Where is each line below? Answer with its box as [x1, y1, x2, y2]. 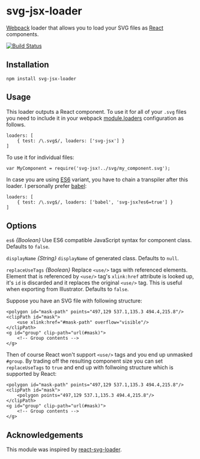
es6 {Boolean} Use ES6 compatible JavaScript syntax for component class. [6, 237, 192, 244]
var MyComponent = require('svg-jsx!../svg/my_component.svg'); [6, 165, 171, 171]
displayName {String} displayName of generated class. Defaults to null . [6, 255, 179, 262]
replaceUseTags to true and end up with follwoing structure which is [6, 364, 174, 371]
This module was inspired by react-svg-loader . [6, 446, 122, 453]
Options [6, 220, 37, 231]
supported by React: [6, 370, 57, 378]
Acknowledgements [6, 429, 83, 440]
